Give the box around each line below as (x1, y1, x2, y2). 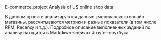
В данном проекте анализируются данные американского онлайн (5, 14, 144, 19)
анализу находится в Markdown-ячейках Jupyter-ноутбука (5, 30, 129, 35)
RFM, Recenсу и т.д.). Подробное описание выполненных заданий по (5, 24, 151, 30)
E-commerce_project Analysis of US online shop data (5, 4, 114, 10)
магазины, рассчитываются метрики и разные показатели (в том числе (5, 19, 157, 25)
